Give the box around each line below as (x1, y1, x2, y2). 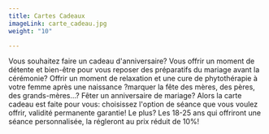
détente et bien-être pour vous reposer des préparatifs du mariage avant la (8, 65, 260, 75)
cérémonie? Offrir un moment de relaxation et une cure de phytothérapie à (8, 74, 258, 84)
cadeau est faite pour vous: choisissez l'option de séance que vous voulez (8, 99, 258, 110)
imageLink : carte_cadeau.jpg (8, 19, 107, 28)
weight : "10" (8, 27, 53, 35)
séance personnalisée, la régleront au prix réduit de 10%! (8, 117, 200, 127)
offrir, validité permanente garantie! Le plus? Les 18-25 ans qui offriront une (8, 108, 262, 118)
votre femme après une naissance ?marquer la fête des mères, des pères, (8, 82, 256, 92)
